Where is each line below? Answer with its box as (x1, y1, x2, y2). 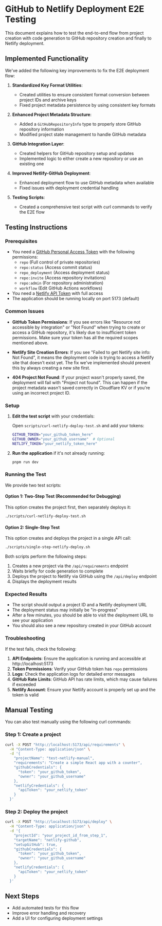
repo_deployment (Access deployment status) (19, 270, 110, 276)
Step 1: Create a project (5, 731, 61, 738)
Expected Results (5, 591, 48, 597)
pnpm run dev (12, 460, 39, 464)
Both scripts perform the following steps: (5, 553, 87, 559)
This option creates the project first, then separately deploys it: (5, 505, 131, 510)
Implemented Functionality (5, 55, 89, 63)
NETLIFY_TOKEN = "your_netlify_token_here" (12, 441, 98, 446)
